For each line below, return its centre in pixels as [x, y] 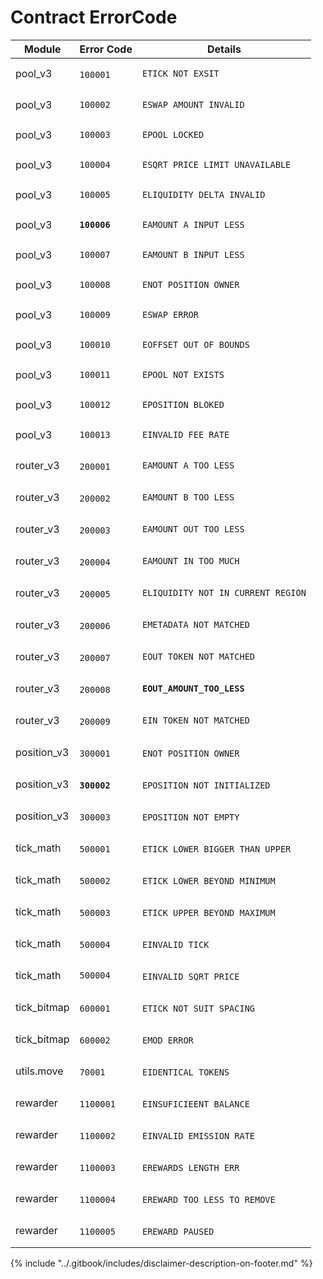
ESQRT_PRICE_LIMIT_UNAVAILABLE [216, 164]
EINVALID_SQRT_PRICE [190, 976]
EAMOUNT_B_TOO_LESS [188, 497]
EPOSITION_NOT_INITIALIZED [206, 785]
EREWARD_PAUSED [178, 1231]
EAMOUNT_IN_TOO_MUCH [190, 561]
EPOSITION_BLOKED [183, 404]
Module [42, 49]
